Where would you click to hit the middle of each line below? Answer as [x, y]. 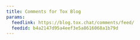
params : [16, 17]
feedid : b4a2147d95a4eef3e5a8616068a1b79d [65, 28]
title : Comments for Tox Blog [44, 11]
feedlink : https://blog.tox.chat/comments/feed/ [73, 22]
